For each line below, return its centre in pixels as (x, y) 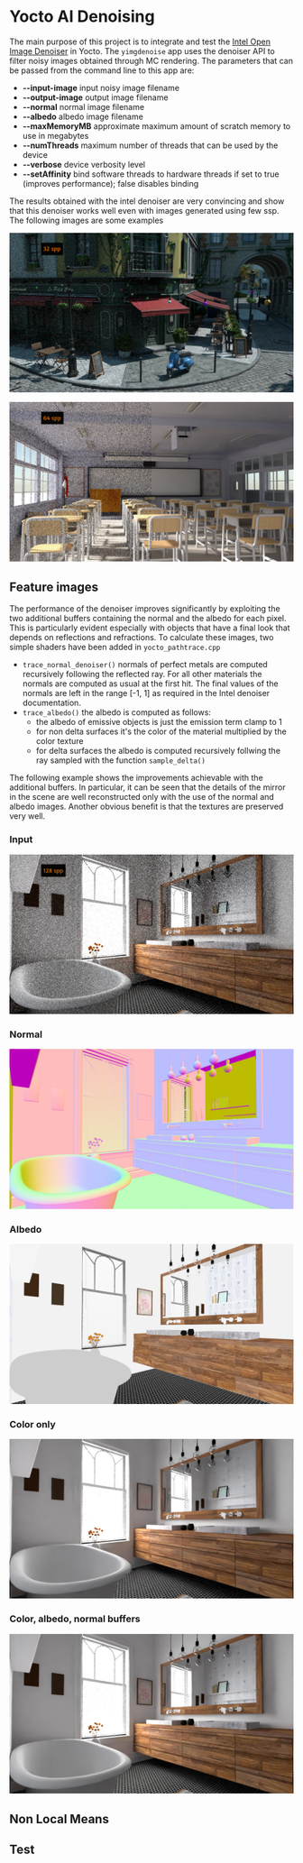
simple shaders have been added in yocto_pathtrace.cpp (115, 647)
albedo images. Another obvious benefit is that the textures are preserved (147, 807)
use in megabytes (55, 135)
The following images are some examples (87, 220)
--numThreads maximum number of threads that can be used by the (150, 145)
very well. (28, 816)
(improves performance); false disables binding (110, 183)
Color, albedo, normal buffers (75, 1619)
